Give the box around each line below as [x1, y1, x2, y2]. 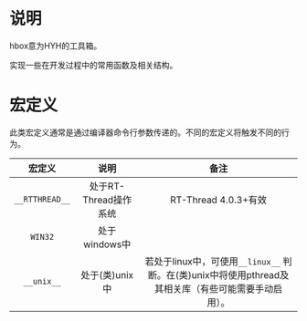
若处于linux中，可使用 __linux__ [144, 254, 281, 267]
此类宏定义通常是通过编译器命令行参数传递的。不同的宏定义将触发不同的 [9, 127, 281, 138]
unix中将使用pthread [191, 268, 281, 281]
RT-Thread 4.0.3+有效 [170, 193, 268, 206]
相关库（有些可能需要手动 [163, 282, 274, 295]
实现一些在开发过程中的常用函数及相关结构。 [9, 59, 178, 70]
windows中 [83, 238, 132, 251]
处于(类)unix [80, 268, 134, 281]
